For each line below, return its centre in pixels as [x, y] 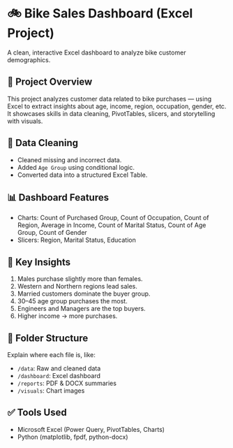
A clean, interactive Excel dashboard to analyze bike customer [97, 52]
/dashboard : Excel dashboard [59, 376]
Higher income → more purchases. [67, 316]
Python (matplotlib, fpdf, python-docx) [73, 437]
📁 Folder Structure [48, 338]
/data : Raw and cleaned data [59, 368]
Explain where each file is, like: [52, 355]
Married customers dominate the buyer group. [84, 294]
